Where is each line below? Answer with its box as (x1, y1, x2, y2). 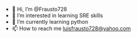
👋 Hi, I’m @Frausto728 (11, 6, 68, 12)
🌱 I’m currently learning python (11, 18, 89, 25)
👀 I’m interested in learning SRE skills (11, 12, 103, 19)
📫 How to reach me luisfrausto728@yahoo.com (11, 25, 131, 32)
